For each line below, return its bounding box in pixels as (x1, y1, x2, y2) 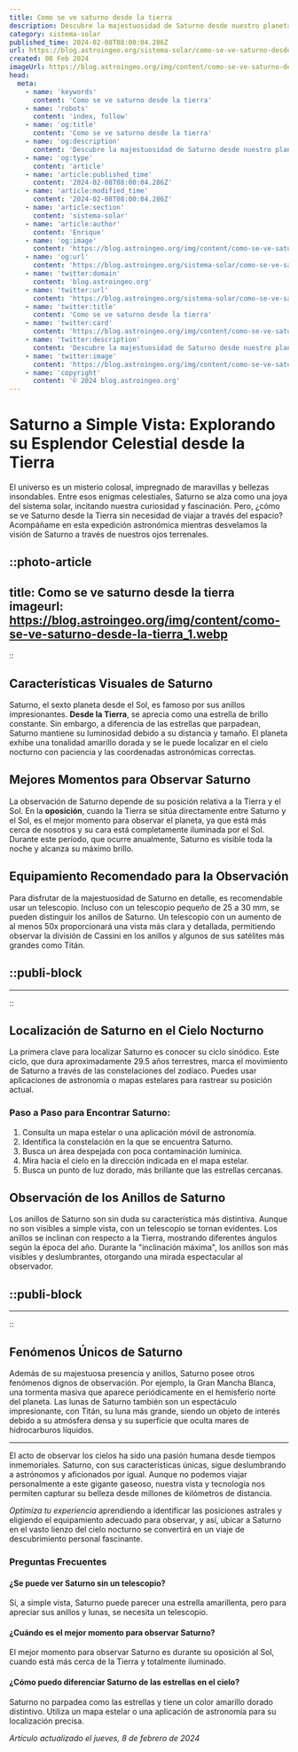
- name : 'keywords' (25, 87, 98, 96)
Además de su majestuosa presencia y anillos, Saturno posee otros (9, 1368, 255, 1379)
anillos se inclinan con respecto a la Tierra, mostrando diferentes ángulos (9, 1232, 278, 1244)
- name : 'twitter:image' (25, 352, 117, 361)
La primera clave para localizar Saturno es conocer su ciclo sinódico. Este (9, 1047, 279, 1057)
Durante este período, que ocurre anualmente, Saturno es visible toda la (9, 833, 273, 844)
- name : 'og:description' (25, 137, 122, 146)
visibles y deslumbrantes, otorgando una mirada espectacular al (9, 1252, 244, 1262)
